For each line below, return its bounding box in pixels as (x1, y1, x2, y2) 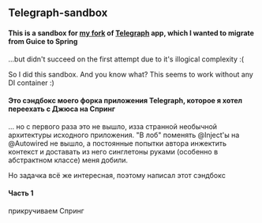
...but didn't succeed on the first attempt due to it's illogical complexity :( (8, 54, 245, 64)
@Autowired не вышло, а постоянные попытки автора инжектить (8, 138, 227, 148)
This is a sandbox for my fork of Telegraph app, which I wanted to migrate (8, 28, 255, 38)
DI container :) (8, 78, 55, 87)
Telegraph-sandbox (8, 6, 108, 20)
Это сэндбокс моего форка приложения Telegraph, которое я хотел (8, 96, 243, 106)
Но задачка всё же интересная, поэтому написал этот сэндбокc (8, 170, 226, 180)
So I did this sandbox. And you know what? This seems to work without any (8, 69, 254, 79)
